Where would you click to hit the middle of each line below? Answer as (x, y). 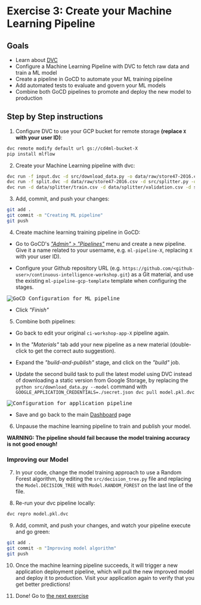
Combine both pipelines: (46, 321)
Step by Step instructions (55, 117)
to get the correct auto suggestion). (72, 351)
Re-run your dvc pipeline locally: (55, 503)
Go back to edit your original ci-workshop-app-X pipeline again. (92, 333)
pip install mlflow (31, 154)
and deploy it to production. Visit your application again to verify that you (105, 578)
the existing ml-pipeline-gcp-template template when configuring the (101, 280)
